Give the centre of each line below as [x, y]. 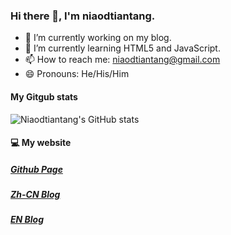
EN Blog [27, 220]
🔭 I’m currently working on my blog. [98, 38]
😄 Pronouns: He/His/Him [77, 74]
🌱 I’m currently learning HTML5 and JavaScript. [122, 48]
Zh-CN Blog [35, 195]
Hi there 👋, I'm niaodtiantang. [83, 16]
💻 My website [41, 143]
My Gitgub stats [44, 96]
